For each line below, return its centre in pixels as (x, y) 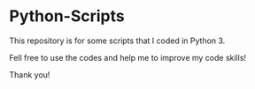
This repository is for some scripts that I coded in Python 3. (117, 41)
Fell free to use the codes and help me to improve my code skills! (127, 57)
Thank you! (30, 74)
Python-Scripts (67, 16)
